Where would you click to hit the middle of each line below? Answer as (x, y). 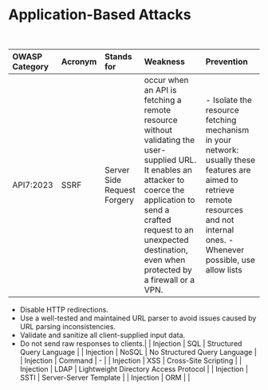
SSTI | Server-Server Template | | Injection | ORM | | (105, 377)
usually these (230, 160)
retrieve (220, 189)
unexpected (166, 240)
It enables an (168, 169)
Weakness (164, 62)
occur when (166, 80)
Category (31, 66)
